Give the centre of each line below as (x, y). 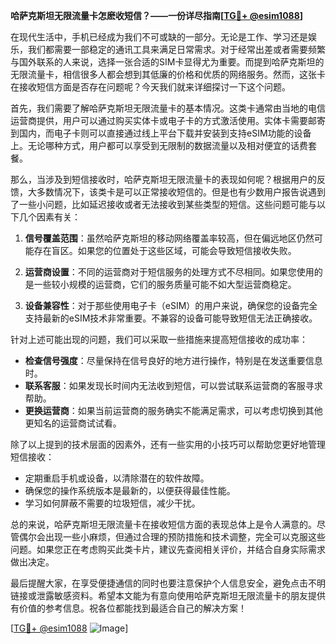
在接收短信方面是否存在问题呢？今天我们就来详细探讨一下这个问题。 (150, 87)
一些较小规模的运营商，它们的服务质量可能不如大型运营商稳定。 (165, 284)
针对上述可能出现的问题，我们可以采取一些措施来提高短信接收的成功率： (159, 339)
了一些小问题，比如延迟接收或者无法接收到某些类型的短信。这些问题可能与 (163, 204)
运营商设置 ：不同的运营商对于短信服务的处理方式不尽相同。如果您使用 (169, 272)
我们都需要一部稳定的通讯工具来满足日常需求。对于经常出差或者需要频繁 (176, 49)
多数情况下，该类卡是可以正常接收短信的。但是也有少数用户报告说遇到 (181, 192)
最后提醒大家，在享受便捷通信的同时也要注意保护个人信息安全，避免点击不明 (168, 583)
